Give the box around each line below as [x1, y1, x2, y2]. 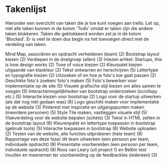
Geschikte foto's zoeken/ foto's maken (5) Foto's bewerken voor [5, 77, 137, 83]
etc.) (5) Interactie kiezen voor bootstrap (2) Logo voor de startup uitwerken [5, 93, 161, 99]
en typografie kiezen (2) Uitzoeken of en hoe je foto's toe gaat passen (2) [5, 72, 156, 78]
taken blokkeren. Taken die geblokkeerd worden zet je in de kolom [5, 30, 142, 36]
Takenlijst [5, 3, 46, 15]
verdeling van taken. [5, 41, 47, 47]
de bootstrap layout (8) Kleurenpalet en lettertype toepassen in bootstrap [5, 120, 156, 126]
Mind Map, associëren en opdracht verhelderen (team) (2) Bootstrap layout [5, 51, 160, 57]
